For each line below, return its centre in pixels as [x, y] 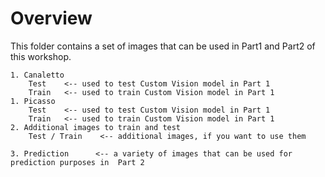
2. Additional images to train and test [96, 127]
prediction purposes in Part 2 [77, 162]
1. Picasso [33, 101]
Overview [51, 18]
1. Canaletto [37, 75]
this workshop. [41, 56]
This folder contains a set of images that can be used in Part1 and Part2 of [163, 46]
